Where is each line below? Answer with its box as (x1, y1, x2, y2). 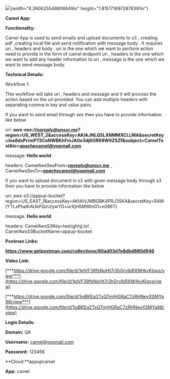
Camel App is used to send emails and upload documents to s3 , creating (5, 35, 158, 40)
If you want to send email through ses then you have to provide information (5, 112, 162, 117)
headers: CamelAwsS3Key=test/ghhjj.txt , (5, 223, 92, 229)
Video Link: (5, 258, 30, 264)
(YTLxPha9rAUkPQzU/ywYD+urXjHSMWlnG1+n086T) (5, 204, 117, 209)
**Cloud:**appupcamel (5, 359, 55, 364)
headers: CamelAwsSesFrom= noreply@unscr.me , (5, 162, 112, 168)
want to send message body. (5, 62, 66, 68)
